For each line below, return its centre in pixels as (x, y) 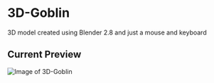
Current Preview (44, 55)
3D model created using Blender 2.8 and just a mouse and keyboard (107, 32)
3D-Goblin (38, 13)
